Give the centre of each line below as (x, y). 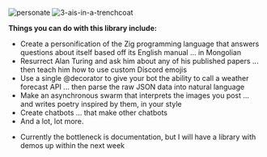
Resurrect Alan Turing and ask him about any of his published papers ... (139, 61)
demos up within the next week (72, 145)
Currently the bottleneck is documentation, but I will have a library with (138, 137)
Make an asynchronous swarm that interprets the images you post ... (134, 95)
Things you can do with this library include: (83, 28)
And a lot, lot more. (52, 121)
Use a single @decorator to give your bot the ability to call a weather (134, 78)
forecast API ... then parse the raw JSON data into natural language (132, 87)
